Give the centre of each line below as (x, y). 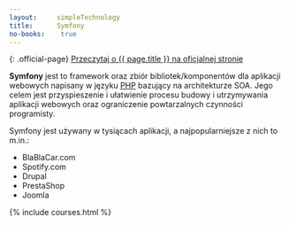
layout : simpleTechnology (65, 17)
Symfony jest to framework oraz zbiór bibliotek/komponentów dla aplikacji (145, 76)
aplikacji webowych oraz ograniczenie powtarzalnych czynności (126, 105)
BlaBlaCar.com (49, 158)
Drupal (34, 176)
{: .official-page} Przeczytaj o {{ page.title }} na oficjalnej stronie (126, 59)
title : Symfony (47, 26)
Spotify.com (44, 167)
